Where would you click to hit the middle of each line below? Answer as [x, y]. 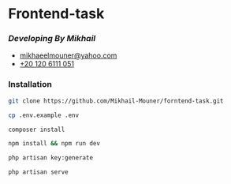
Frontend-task [56, 14]
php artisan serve [38, 172]
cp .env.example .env [44, 115]
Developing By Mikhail [52, 39]
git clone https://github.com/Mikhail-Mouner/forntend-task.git [116, 101]
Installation [30, 84]
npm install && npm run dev [54, 144]
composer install [37, 130]
